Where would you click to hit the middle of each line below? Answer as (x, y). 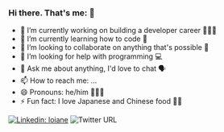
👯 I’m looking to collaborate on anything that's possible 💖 (114, 47)
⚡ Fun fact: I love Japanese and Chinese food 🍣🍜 (101, 101)
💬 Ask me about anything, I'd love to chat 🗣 (93, 68)
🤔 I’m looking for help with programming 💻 (91, 56)
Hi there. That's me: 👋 (52, 13)
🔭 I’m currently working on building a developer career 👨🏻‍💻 (118, 31)
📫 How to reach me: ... (58, 80)
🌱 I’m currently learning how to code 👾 (83, 39)
